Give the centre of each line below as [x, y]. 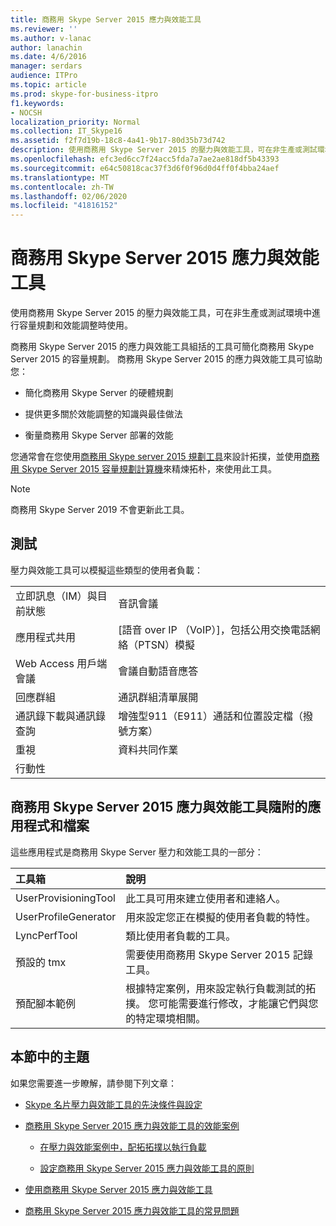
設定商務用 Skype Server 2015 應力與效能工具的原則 [147, 1168]
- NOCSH [26, 112]
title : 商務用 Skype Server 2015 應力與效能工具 [106, 19]
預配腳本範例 [46, 1003]
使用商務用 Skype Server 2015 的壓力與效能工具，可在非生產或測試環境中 [161, 313]
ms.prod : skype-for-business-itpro [84, 94]
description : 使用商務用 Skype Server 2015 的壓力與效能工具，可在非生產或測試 [164, 150]
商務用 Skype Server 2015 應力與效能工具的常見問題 [132, 1210]
